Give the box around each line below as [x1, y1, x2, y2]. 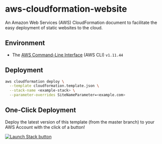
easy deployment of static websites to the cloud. [5, 24, 103, 30]
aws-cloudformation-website [5, 3, 127, 15]
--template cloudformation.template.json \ [9, 83, 99, 88]
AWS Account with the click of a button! [5, 124, 85, 130]
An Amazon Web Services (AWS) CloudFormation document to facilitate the [5, 20, 158, 25]
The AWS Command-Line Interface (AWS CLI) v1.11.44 [12, 52, 123, 58]
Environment [5, 39, 45, 47]
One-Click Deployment [5, 106, 77, 114]
